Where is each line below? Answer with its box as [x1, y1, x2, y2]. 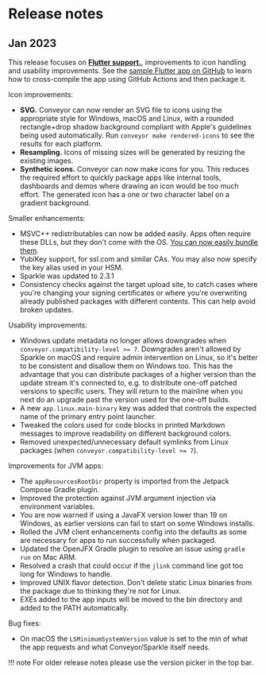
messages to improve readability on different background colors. [19, 429, 232, 438]
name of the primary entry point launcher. [19, 412, 156, 421]
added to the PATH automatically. [19, 603, 129, 612]
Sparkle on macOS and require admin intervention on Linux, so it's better [19, 353, 258, 362]
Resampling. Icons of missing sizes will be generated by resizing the [19, 148, 245, 157]
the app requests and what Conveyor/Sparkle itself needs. [19, 642, 210, 652]
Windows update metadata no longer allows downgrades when [19, 336, 226, 345]
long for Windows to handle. [19, 569, 113, 579]
